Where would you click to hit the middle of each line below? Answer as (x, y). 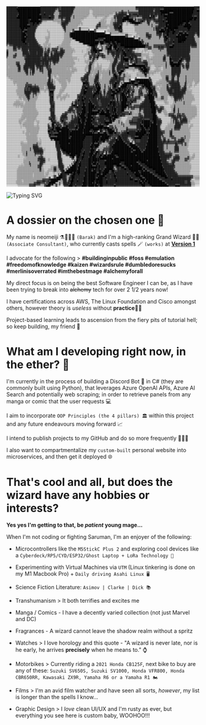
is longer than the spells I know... (56, 697)
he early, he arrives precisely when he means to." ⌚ (81, 650)
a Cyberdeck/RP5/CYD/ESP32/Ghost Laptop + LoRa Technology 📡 (94, 555)
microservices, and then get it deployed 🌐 (59, 457)
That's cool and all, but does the (90, 482)
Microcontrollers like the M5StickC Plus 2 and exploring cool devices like (107, 549)
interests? (33, 508)
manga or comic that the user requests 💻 (59, 401)
